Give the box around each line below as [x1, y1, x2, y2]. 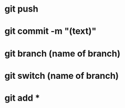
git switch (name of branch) [4, 70, 119, 81]
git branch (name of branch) [4, 48, 121, 59]
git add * [4, 92, 40, 103]
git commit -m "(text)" [4, 26, 97, 37]
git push [4, 3, 38, 15]
